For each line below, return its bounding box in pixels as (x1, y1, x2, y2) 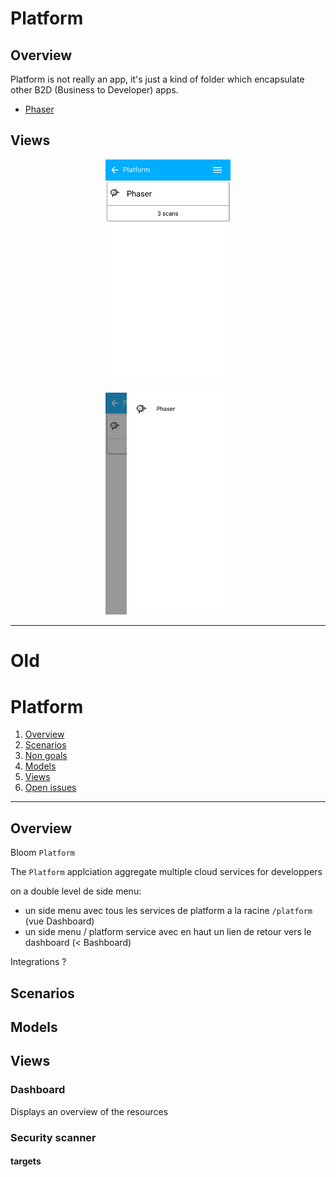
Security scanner (10, 1130, 97, 1144)
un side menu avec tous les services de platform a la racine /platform (24, 905, 313, 917)
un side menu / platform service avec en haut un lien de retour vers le (24, 926, 312, 938)
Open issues (24, 782, 77, 794)
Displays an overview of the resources (10, 1105, 169, 1117)
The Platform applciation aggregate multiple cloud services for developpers (10, 866, 323, 878)
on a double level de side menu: (10, 885, 142, 897)
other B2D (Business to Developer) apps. (10, 84, 179, 96)
